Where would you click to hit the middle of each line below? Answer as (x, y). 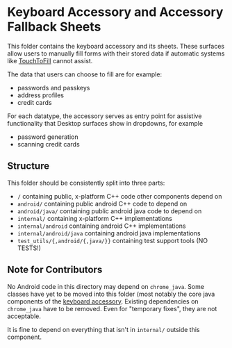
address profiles (41, 95)
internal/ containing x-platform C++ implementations (94, 218)
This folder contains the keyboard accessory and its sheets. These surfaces (116, 46)
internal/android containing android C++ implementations (101, 226)
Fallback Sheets (54, 27)
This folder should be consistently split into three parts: (86, 183)
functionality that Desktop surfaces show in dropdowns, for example (105, 123)
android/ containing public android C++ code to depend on (102, 204)
